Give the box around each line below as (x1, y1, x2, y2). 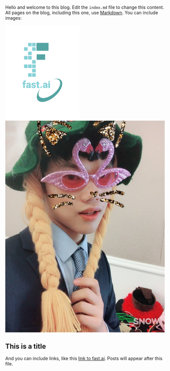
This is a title (5, 342, 47, 351)
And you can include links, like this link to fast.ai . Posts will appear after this (5, 355, 163, 361)
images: (5, 15, 22, 21)
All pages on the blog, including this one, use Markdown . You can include (5, 10, 158, 16)
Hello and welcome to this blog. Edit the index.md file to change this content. (5, 5, 164, 10)
